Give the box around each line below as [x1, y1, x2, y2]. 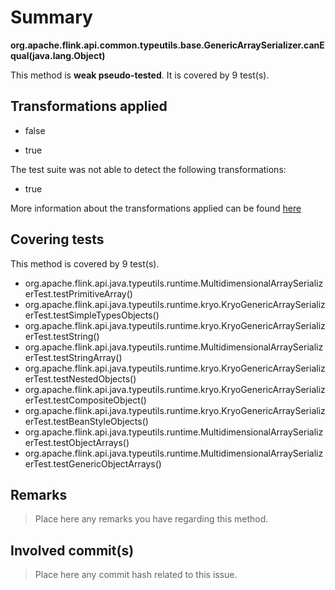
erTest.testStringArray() [24, 351, 123, 363]
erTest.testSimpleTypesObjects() [24, 309, 160, 321]
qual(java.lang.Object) [10, 49, 106, 61]
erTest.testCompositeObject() [24, 394, 147, 406]
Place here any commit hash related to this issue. [34, 569, 238, 581]
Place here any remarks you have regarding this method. [34, 513, 269, 525]
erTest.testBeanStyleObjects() [24, 415, 149, 427]
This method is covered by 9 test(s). [10, 257, 160, 270]
